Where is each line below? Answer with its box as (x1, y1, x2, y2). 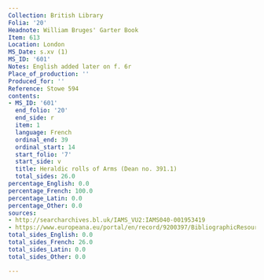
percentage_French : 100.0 (8, 186, 93, 195)
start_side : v (15, 158, 61, 166)
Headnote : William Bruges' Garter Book (8, 26, 139, 34)
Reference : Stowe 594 (8, 84, 79, 93)
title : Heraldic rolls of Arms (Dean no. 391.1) (15, 165, 178, 173)
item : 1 (15, 121, 41, 129)
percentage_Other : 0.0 (8, 201, 82, 209)
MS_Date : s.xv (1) (8, 48, 68, 56)
